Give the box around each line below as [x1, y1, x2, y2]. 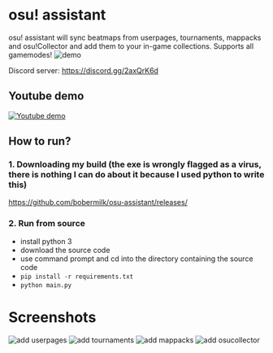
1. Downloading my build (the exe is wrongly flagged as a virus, [8, 159, 262, 170]
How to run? [8, 134, 71, 148]
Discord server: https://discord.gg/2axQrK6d [8, 65, 158, 75]
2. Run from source [8, 218, 85, 229]
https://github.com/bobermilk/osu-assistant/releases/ [8, 198, 188, 207]
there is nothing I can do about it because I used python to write [8, 169, 265, 181]
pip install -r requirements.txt [19, 272, 134, 281]
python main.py [19, 281, 72, 290]
